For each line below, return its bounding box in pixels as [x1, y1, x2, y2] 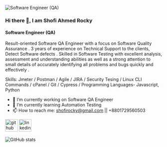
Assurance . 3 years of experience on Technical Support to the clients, [5, 46, 150, 52]
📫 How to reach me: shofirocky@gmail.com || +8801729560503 [12, 107, 146, 114]
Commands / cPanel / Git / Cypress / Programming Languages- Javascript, [5, 82, 160, 88]
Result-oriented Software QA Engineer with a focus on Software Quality [5, 40, 152, 47]
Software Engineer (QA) [5, 29, 56, 35]
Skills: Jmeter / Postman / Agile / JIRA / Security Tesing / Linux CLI [5, 76, 142, 82]
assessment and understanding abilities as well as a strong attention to [5, 56, 151, 62]
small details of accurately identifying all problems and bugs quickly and [5, 62, 154, 68]
